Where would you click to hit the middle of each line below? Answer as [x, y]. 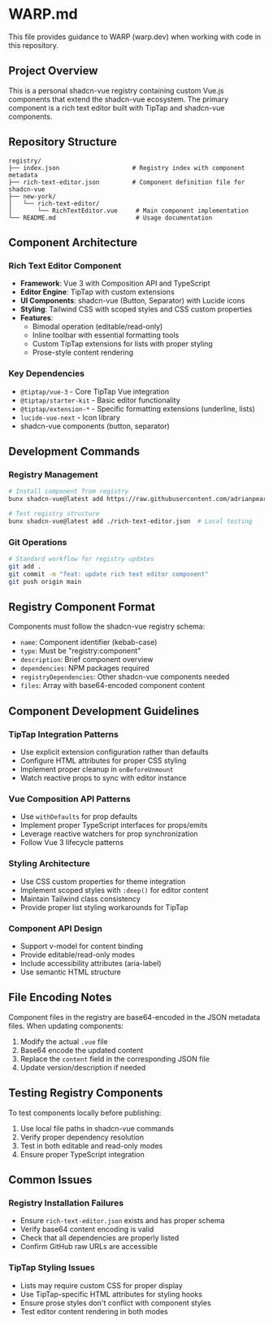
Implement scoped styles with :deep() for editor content [114, 890]
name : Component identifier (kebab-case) [89, 642]
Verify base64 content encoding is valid [87, 1230]
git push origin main [45, 581]
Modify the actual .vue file [64, 1041]
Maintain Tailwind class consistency [80, 899]
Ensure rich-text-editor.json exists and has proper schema [122, 1221]
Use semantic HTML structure [71, 972]
